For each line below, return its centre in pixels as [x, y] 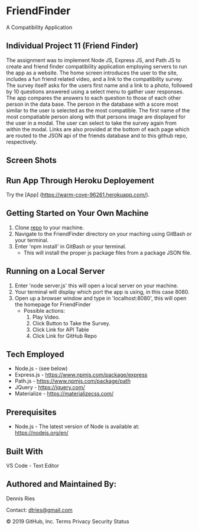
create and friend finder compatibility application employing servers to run [97, 66]
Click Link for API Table [61, 329]
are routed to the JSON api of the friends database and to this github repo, [97, 135]
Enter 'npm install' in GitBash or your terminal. [71, 246]
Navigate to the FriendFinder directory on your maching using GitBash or [103, 234]
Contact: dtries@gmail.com [39, 510]
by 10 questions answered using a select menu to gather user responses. [95, 91]
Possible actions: [44, 310]
